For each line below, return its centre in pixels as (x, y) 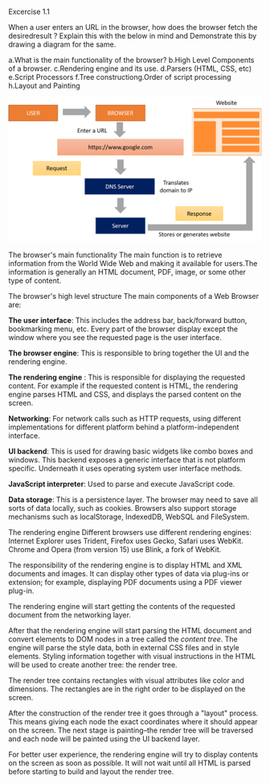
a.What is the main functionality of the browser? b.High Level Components (131, 60)
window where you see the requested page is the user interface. (115, 338)
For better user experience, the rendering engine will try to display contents (133, 755)
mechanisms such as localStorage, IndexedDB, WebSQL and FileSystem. (129, 517)
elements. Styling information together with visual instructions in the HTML (132, 657)
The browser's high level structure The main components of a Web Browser (134, 297)
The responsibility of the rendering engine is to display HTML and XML (125, 565)
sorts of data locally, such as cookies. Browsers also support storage (123, 508)
